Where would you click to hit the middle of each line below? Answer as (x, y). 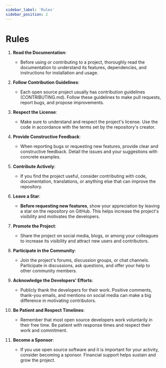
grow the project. (38, 360)
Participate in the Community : (44, 251)
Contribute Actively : (34, 166)
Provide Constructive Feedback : (47, 137)
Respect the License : (35, 112)
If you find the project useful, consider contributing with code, (83, 176)
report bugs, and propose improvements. (62, 103)
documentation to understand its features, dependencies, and (83, 68)
